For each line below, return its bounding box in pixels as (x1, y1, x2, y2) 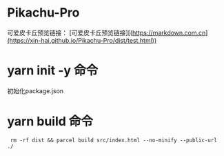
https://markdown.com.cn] (132, 28, 208, 37)
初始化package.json (7, 86, 64, 95)
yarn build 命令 (7, 114, 94, 129)
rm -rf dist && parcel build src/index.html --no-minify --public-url (10, 137, 217, 144)
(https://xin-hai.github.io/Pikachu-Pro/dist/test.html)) (7, 36, 157, 44)
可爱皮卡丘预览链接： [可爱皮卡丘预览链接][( (7, 28, 133, 37)
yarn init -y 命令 (7, 63, 99, 79)
